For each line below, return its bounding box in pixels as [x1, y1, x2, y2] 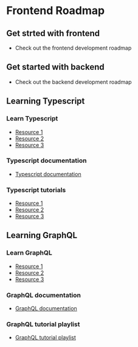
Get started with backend [6, 62, 105, 72]
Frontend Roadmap [6, 4, 105, 18]
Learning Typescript [6, 96, 85, 106]
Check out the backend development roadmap [15, 78, 132, 86]
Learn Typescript [6, 114, 58, 123]
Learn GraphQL [6, 248, 53, 257]
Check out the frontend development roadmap [15, 44, 132, 51]
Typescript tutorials [6, 185, 66, 194]
